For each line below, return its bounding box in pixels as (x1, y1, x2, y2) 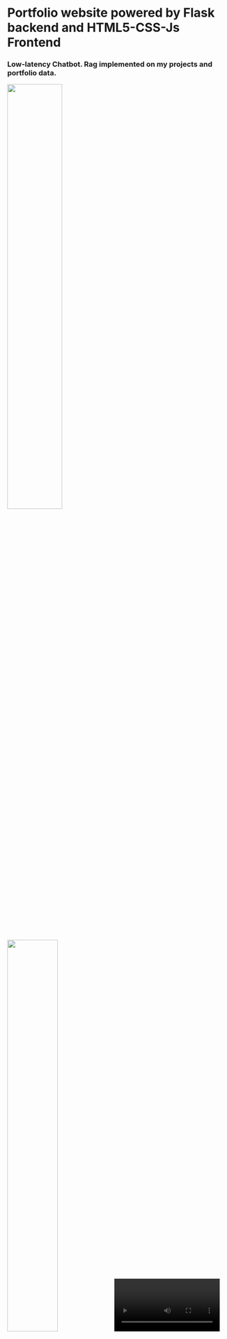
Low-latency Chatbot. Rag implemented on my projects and (7, 59, 212, 69)
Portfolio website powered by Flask (7, 5, 215, 21)
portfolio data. (7, 68, 57, 78)
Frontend (7, 35, 61, 50)
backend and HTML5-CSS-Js (7, 20, 180, 36)
